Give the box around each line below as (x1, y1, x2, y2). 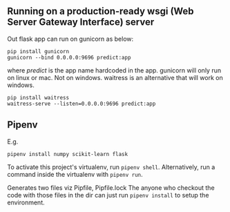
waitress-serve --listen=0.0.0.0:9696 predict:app (7, 100, 156, 107)
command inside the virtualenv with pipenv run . (7, 170, 143, 178)
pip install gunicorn (7, 48, 70, 55)
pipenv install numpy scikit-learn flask (7, 151, 128, 157)
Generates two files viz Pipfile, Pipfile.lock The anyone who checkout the (7, 183, 215, 192)
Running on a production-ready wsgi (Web (7, 6, 195, 17)
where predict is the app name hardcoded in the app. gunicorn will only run (7, 66, 222, 75)
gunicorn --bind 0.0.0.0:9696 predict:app (7, 54, 131, 61)
